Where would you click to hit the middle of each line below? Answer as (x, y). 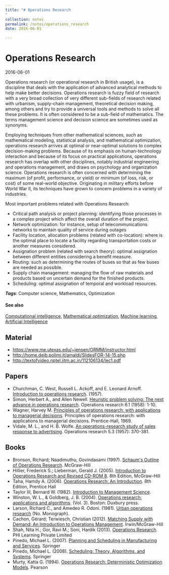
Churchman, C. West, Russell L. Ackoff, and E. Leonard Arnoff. (77, 388)
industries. (16, 194)
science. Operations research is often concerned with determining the (78, 173)
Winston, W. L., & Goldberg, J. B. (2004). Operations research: (77, 497)
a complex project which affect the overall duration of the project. (80, 219)
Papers (17, 376)
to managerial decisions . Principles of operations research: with (79, 415)
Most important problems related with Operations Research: (67, 204)
